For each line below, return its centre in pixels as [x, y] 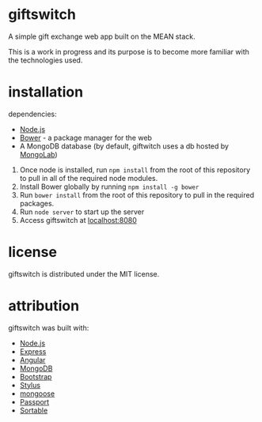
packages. [37, 203]
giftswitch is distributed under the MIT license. [84, 273]
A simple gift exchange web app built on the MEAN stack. [102, 36]
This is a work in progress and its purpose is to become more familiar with [129, 51]
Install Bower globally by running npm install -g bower [109, 187]
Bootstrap [36, 376]
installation [46, 92]
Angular [32, 360]
